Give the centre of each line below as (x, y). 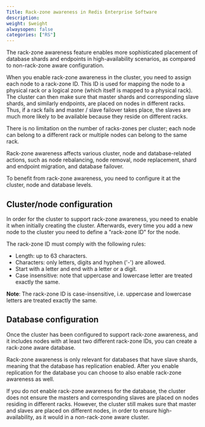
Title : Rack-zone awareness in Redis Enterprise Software (82, 12)
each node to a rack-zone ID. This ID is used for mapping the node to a (96, 84)
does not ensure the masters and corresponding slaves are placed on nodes (102, 398)
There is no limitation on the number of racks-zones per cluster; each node (101, 128)
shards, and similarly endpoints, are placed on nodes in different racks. (96, 104)
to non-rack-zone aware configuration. (55, 66)
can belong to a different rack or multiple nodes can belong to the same (97, 135)
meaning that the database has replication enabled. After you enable (93, 366)
